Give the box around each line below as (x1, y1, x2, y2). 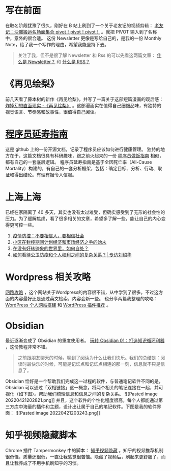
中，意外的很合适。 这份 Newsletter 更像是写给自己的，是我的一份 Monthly (5, 35, 162, 41)
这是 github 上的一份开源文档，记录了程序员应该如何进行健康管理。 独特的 (5, 146, 161, 152)
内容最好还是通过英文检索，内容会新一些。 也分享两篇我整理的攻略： (14, 295, 158, 301)
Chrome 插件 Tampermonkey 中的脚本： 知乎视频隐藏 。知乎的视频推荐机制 (5, 447, 164, 453)
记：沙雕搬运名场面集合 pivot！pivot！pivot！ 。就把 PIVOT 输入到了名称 (5, 28, 157, 35)
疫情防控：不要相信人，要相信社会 (12, 232, 84, 239)
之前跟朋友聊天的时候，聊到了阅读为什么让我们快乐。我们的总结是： (17, 354, 161, 361)
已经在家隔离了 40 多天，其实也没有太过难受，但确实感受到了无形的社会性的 (5, 209, 165, 215)
